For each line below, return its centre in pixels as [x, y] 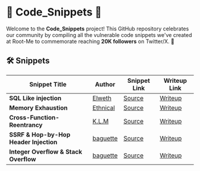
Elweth [102, 98]
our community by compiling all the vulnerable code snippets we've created [99, 35]
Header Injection [33, 142]
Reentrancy [26, 125]
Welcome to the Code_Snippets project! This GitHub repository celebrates [98, 29]
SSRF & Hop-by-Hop [40, 135]
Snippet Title [48, 84]
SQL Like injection [35, 98]
